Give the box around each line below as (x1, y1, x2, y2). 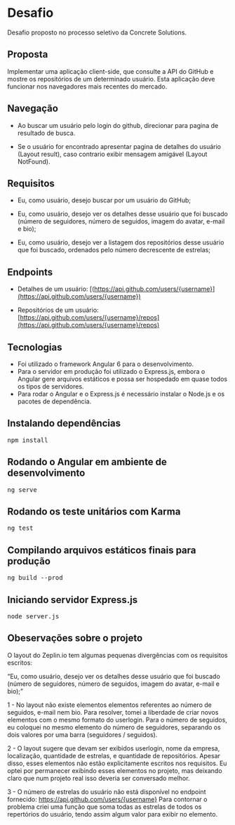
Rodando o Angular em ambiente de (7, 456, 167, 468)
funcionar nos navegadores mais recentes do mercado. (7, 82, 168, 91)
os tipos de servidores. (17, 382, 84, 391)
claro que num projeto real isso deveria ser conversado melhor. (7, 774, 190, 782)
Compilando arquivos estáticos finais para (7, 544, 196, 556)
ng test (7, 524, 34, 532)
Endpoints (7, 266, 53, 278)
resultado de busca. (17, 129, 76, 137)
